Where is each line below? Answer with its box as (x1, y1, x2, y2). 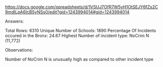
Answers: (5, 19, 24, 24)
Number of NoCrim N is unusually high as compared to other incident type (5, 56, 154, 62)
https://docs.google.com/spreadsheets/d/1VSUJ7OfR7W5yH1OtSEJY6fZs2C (5, 4, 158, 10)
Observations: (5, 47, 33, 53)
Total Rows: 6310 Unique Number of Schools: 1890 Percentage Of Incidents (5, 28, 156, 33)
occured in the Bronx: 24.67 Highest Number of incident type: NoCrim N (5, 33, 149, 38)
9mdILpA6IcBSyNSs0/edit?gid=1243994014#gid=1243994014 (5, 9, 130, 15)
